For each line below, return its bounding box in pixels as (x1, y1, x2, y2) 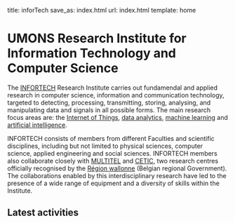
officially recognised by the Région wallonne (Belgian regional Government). (7, 164, 227, 173)
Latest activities (7, 207, 79, 219)
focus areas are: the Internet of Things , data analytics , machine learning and (7, 113, 228, 121)
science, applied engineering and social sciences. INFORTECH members (7, 149, 217, 157)
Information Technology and (7, 46, 177, 62)
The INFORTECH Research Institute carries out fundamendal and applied (7, 83, 218, 92)
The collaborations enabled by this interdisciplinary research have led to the (7, 171, 227, 180)
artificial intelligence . (7, 121, 68, 129)
